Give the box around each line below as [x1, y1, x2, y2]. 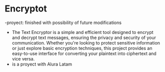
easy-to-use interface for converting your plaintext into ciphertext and [11, 50, 157, 56]
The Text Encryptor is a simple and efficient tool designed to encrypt [11, 29, 153, 35]
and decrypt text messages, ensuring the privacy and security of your [11, 34, 156, 40]
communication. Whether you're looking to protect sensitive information [11, 39, 160, 45]
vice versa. [11, 55, 35, 61]
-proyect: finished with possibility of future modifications [4, 19, 122, 25]
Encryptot [4, 3, 47, 14]
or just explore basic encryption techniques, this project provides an [11, 45, 152, 51]
